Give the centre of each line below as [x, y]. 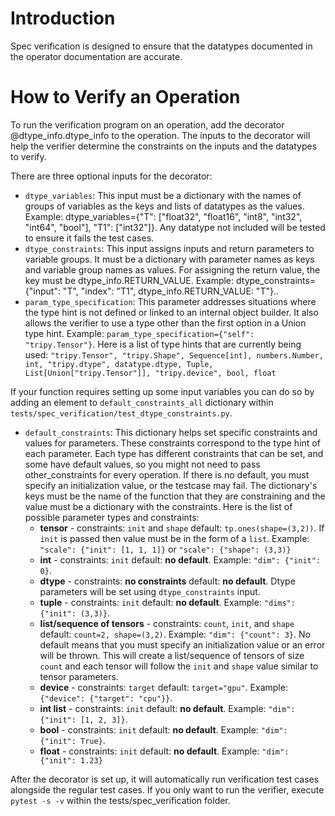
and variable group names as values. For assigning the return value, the [172, 269]
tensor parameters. [79, 676]
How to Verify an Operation [125, 97]
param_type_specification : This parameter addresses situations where [170, 301]
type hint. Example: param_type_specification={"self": [139, 333]
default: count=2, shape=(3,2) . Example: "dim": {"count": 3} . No [175, 634]
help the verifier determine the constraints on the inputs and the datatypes [164, 146]
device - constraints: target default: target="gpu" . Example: [163, 687]
